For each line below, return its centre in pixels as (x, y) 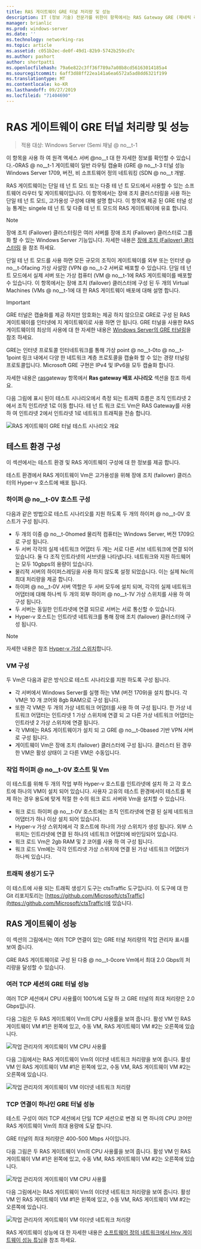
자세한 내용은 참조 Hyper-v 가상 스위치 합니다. (59, 648)
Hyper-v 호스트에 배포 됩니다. (52, 482)
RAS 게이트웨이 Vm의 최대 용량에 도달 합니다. (59, 1126)
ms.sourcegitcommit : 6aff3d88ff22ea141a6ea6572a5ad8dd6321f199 (87, 73)
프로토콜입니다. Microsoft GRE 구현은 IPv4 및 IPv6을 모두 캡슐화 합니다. (91, 365)
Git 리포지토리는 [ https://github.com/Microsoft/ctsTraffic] (75, 895)
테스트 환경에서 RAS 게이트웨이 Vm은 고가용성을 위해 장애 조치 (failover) (91, 475)
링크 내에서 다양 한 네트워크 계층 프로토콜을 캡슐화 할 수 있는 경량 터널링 (106, 357)
